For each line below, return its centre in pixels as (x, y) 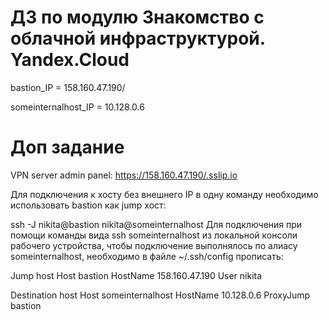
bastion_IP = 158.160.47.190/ (68, 87)
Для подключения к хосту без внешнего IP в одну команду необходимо (164, 194)
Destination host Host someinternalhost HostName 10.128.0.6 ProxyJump (160, 295)
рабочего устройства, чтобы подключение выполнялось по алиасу (154, 245)
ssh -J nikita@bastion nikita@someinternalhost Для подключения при (156, 224)
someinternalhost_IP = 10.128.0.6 (77, 107)
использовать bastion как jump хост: (88, 205)
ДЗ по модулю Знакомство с (137, 17)
